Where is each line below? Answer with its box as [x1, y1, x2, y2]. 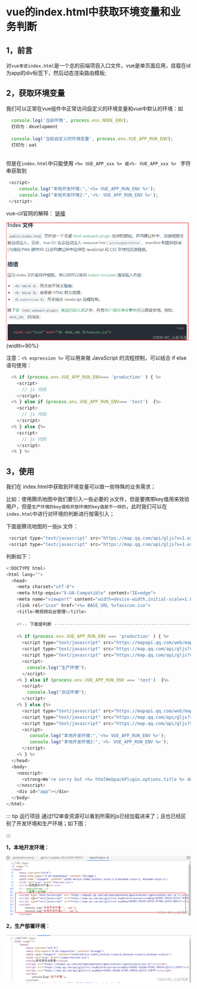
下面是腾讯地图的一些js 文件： [6, 523, 79, 530]
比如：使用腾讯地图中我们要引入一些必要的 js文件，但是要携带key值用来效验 [6, 495, 189, 503]
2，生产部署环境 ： [6, 922, 51, 930]
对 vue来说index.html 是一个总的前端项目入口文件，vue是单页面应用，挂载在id [6, 62, 191, 69]
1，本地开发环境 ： [6, 844, 50, 851]
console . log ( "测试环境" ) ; [27, 690, 87, 695]
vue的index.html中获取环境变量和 [6, 5, 171, 19]
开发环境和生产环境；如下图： [16, 820, 89, 827]
